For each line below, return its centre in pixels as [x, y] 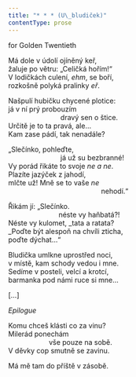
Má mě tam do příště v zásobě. [58, 365]
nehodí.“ [115, 191]
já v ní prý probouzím [42, 109]
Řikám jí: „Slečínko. [39, 206]
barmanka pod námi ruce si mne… [64, 280]
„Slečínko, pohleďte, [41, 149]
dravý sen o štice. [89, 117]
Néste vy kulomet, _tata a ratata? [61, 223]
